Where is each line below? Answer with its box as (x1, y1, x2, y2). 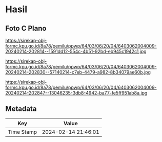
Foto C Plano (5, 24, 47, 33)
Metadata (5, 105, 37, 113)
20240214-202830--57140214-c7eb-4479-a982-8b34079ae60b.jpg (5, 69, 151, 75)
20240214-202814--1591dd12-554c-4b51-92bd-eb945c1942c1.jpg (5, 49, 147, 54)
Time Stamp (8, 128, 37, 135)
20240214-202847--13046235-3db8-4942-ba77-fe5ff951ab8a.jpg (5, 90, 148, 96)
